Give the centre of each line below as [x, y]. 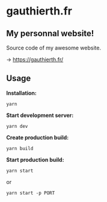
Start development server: [40, 115]
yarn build [20, 148]
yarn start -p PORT [31, 193]
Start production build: [35, 159]
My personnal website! [50, 33]
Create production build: [38, 137]
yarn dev [17, 126]
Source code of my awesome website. [53, 48]
